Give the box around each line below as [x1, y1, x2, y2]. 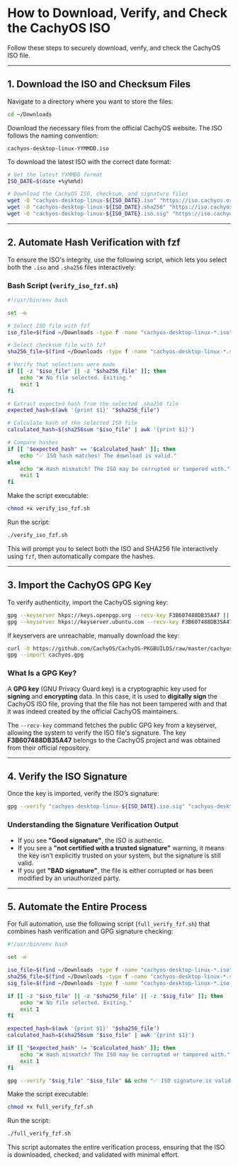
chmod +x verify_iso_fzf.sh [7, 505, 91, 512]
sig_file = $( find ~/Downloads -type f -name [7, 979, 138, 987]
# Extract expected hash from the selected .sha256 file [7, 400, 179, 407]
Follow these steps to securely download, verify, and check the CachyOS [7, 43, 221, 52]
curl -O [7, 645, 30, 652]
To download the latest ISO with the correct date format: [7, 157, 171, 166]
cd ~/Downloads [7, 111, 52, 118]
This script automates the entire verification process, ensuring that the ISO [7, 1143, 225, 1152]
